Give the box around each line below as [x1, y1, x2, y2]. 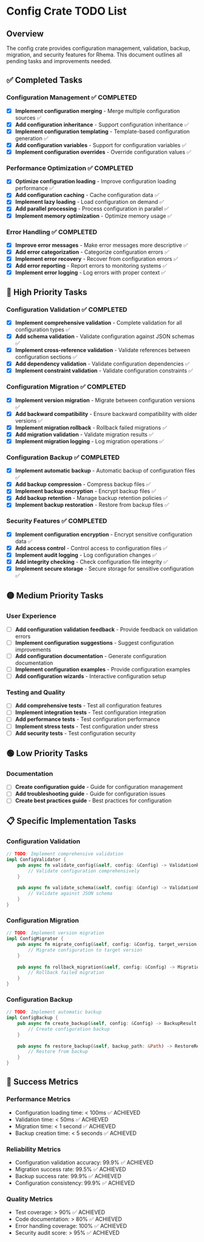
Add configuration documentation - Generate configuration [15, 652, 167, 659]
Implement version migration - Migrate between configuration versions [15, 397, 195, 404]
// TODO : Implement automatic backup [6, 1009, 102, 1015]
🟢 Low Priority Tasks [6, 748, 88, 758]
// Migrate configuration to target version [28, 947, 143, 953]
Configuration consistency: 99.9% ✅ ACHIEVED [15, 1179, 135, 1187]
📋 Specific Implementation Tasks [6, 816, 137, 826]
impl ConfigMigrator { [6, 935, 64, 942]
